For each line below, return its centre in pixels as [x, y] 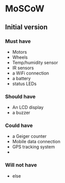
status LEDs [24, 84]
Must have [18, 41]
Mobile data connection [36, 142]
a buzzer [21, 113]
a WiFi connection [31, 73]
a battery [21, 78]
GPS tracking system [33, 147]
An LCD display [28, 107]
